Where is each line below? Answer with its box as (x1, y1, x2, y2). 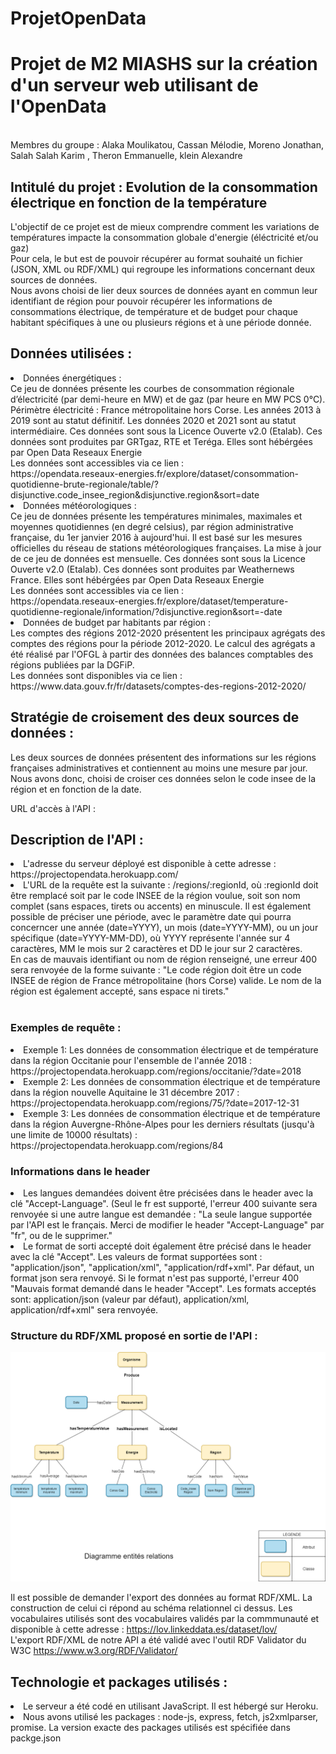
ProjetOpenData (10, 7, 147, 30)
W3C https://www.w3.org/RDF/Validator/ (10, 1645, 178, 1657)
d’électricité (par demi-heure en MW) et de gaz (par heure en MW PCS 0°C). (10, 393, 326, 405)
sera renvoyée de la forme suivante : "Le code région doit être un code (10, 964, 302, 976)
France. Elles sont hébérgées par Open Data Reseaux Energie (10, 573, 265, 586)
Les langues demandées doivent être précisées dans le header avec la (23, 1187, 314, 1199)
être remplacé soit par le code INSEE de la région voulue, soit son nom (10, 890, 301, 902)
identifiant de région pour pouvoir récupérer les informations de (10, 295, 273, 307)
